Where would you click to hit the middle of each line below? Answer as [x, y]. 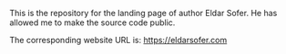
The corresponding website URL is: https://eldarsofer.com [118, 40]
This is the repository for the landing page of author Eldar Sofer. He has [143, 13]
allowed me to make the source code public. [92, 22]
